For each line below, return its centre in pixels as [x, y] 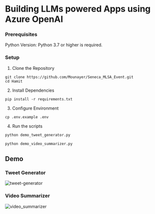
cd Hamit [14, 81]
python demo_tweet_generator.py [38, 135]
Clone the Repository [33, 68]
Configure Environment [35, 108]
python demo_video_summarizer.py [39, 144]
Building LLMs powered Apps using [78, 9]
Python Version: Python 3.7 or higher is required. [54, 45]
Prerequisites [21, 34]
